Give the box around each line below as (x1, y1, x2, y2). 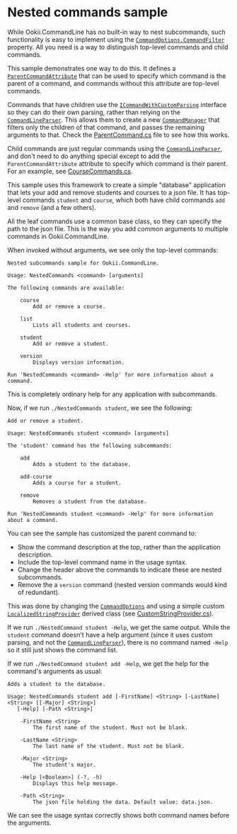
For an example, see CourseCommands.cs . (7, 167, 133, 175)
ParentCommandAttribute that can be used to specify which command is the (7, 72, 226, 80)
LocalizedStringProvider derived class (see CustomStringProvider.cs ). (7, 609, 214, 618)
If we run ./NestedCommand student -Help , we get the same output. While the (7, 623, 231, 631)
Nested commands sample (7, 4, 168, 21)
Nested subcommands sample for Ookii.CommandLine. (7, 260, 160, 267)
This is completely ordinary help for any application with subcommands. (7, 389, 217, 398)
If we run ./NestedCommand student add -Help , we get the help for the (7, 659, 209, 667)
